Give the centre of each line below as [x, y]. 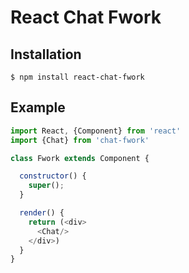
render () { [42, 213]
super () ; [46, 186]
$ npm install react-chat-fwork [77, 77]
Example [38, 107]
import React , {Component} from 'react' [96, 131]
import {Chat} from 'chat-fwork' [80, 140]
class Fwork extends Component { [80, 158]
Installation [46, 54]
